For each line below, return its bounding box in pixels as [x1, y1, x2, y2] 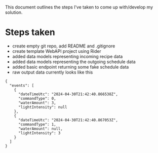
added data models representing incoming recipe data [12, 53, 123, 59]
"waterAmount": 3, [18, 100, 56, 105]
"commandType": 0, [18, 96, 56, 101]
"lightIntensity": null [18, 105, 68, 110]
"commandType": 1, [18, 122, 56, 127]
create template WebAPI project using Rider [12, 48, 101, 54]
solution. [5, 9, 23, 15]
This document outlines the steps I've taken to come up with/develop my [5, 4, 153, 10]
